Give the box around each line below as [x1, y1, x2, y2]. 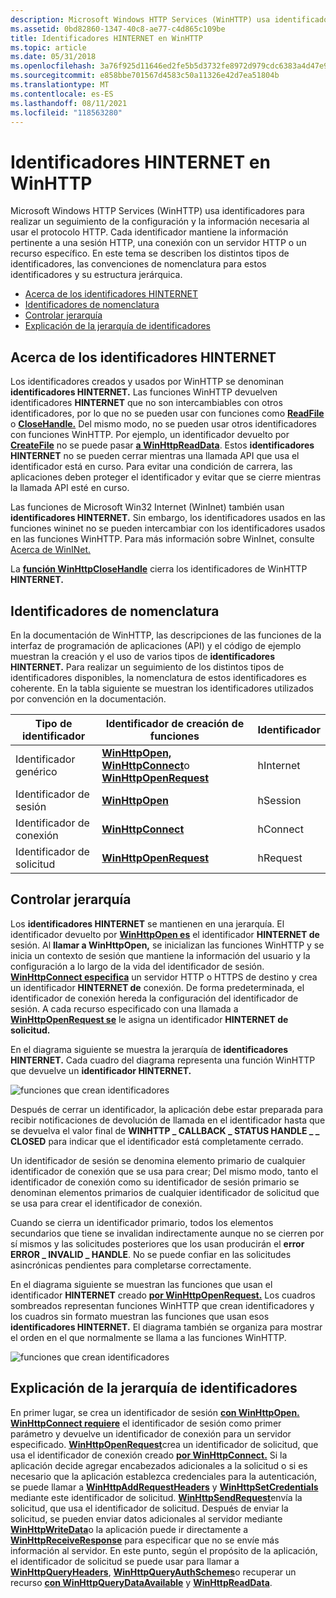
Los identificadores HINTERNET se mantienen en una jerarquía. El [10, 917, 285, 930]
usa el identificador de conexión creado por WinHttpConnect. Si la [10, 1449, 288, 1461]
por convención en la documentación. [10, 692, 167, 705]
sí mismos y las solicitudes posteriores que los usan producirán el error [10, 1237, 305, 1250]
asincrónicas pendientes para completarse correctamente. [10, 1259, 252, 1271]
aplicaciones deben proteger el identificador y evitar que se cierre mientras [10, 471, 322, 483]
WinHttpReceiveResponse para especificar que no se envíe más [10, 1534, 280, 1546]
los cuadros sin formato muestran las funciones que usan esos [10, 1310, 270, 1322]
